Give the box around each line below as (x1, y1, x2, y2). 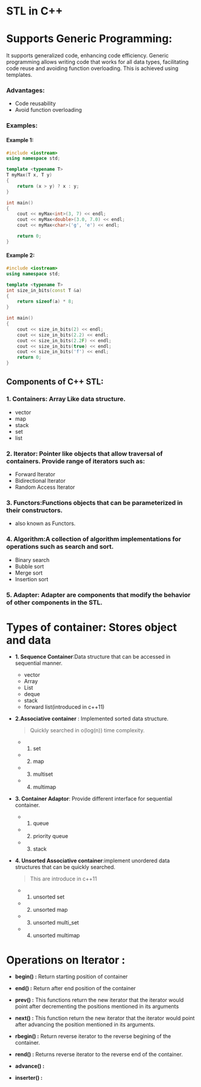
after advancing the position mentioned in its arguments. (14, 1021, 155, 1028)
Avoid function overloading (14, 106, 82, 114)
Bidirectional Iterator (14, 477, 66, 484)
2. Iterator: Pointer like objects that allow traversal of (6, 449, 163, 457)
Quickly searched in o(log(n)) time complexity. (29, 727, 145, 734)
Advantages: (6, 86, 45, 95)
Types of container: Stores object (6, 621, 178, 634)
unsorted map (32, 906, 68, 914)
